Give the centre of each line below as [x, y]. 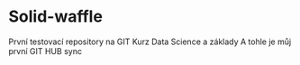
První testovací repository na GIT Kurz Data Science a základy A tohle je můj [150, 42]
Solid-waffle [55, 17]
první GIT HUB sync [45, 51]
